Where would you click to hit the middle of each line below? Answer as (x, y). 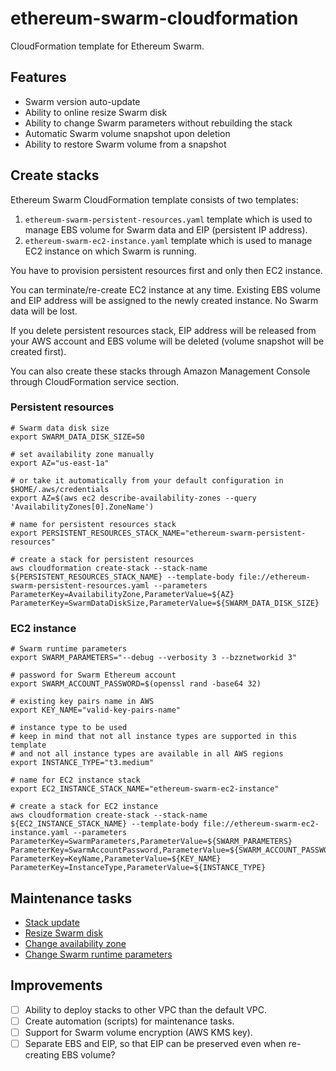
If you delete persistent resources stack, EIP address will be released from (163, 330)
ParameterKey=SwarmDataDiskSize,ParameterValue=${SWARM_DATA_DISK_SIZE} (165, 603)
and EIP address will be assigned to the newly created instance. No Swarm (164, 300)
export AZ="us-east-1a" (60, 463)
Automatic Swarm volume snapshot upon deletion (127, 133)
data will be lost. (44, 311)
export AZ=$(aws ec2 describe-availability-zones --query (133, 498)
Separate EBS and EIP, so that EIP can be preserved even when (155, 1043)
